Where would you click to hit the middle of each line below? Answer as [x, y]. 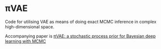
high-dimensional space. [30, 26]
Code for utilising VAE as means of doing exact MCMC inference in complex [81, 22]
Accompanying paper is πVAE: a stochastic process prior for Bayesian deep [80, 36]
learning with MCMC [25, 41]
